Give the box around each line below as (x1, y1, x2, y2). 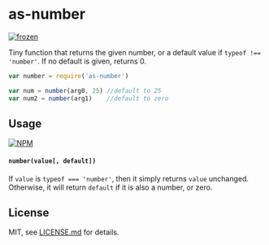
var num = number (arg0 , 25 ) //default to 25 (8, 86, 162, 94)
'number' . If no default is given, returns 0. (8, 56, 147, 66)
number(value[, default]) (8, 156, 96, 165)
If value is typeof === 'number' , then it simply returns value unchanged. (8, 173, 249, 183)
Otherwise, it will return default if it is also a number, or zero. (8, 182, 213, 192)
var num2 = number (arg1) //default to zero (8, 94, 169, 103)
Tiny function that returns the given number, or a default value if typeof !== (8, 47, 262, 57)
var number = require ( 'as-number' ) (8, 72, 129, 80)
